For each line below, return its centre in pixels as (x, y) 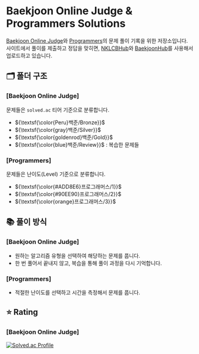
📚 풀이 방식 (27, 222)
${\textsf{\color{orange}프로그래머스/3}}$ (65, 201)
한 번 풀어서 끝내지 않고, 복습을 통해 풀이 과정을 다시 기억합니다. (88, 263)
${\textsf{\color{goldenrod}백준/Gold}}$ (64, 137)
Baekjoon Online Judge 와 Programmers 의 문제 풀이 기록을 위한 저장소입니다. (97, 40)
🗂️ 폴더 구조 (27, 76)
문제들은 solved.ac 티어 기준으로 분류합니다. (58, 110)
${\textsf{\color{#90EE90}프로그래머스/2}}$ (68, 194)
